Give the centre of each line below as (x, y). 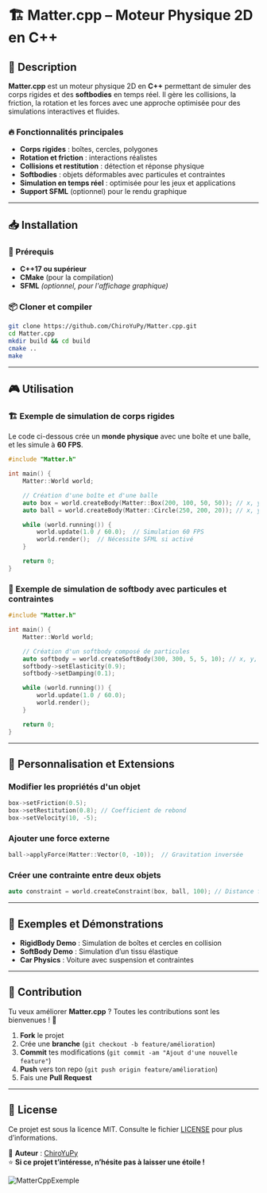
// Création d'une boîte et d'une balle (90, 495)
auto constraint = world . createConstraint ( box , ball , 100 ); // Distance (131, 892)
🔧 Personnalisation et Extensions (91, 764)
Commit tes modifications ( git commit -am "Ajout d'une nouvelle (129, 1052)
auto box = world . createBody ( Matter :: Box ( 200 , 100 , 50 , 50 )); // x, (138, 503)
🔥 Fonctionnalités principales (66, 132)
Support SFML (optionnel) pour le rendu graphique (103, 192)
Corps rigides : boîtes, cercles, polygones (89, 149)
